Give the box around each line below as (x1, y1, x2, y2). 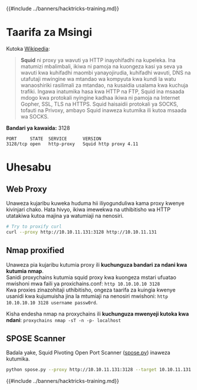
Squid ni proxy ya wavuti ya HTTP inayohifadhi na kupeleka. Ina (20, 56, 176, 64)
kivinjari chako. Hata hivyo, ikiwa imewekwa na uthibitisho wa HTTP (6, 206, 171, 213)
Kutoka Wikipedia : (6, 45, 50, 52)
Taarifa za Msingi (6, 26, 93, 39)
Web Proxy (6, 184, 47, 194)
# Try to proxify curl (6, 224, 62, 230)
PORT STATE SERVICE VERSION (6, 136, 101, 142)
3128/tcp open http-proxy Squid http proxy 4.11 (6, 141, 139, 147)
